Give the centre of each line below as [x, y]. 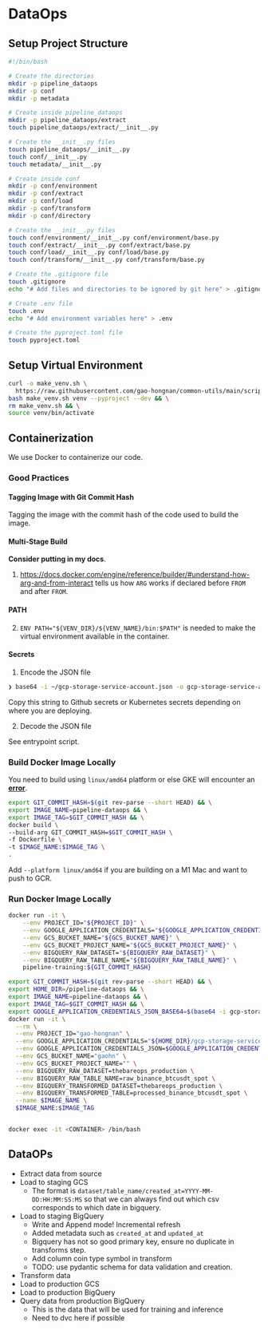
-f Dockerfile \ [35, 840]
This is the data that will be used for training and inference [127, 1309]
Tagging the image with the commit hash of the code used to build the [124, 515]
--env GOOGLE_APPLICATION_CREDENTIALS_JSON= [91, 1049]
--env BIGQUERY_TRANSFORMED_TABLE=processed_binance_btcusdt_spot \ [132, 1093]
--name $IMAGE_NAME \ [51, 1101]
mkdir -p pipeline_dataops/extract [67, 121]
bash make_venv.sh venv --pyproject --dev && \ [89, 398]
